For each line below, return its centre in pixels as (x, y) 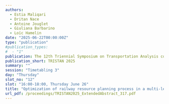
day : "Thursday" (22, 75)
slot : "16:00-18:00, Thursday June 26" (47, 84)
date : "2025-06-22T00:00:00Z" (37, 38)
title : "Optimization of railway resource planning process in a (75, 89)
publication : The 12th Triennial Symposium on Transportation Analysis (82, 56)
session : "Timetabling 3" (32, 70)
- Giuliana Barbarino (32, 28)
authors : (14, 10)
